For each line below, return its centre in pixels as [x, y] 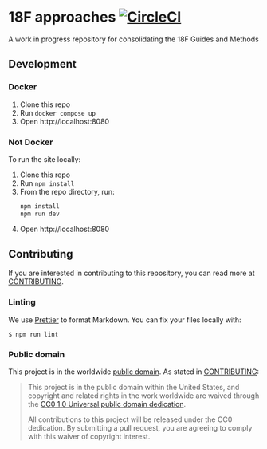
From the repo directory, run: [67, 191]
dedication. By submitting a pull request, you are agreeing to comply [140, 428]
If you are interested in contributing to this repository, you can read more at [132, 273]
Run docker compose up [57, 112]
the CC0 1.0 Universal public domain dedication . [107, 404]
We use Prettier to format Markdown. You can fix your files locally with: [125, 320]
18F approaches [62, 17]
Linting [22, 302]
